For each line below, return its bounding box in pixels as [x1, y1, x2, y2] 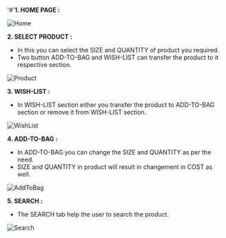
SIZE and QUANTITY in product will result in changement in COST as [17, 163, 213, 171]
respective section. [17, 61, 72, 68]
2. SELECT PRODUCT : [7, 32, 72, 41]
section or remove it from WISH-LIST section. [17, 108, 147, 116]
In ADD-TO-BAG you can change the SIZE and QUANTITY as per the [17, 148, 212, 156]
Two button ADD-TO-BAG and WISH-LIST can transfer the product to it [17, 53, 219, 61]
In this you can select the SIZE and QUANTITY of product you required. [17, 46, 219, 54]
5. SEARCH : [7, 197, 43, 205]
